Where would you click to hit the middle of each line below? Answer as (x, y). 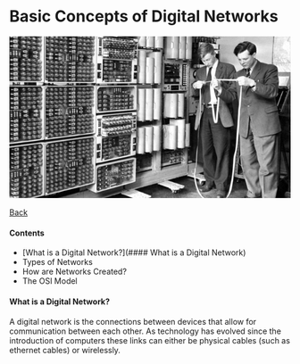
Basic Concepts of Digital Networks (144, 17)
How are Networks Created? (75, 272)
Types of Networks (58, 262)
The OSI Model (50, 281)
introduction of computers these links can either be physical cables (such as (150, 340)
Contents (27, 233)
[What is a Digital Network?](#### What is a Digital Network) (134, 252)
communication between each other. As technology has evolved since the (145, 331)
